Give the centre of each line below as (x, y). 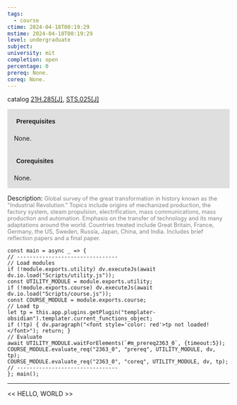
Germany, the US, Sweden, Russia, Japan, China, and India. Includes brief (105, 232)
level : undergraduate (39, 40)
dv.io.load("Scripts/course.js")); (60, 294)
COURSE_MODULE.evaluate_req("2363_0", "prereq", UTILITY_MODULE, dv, (112, 349)
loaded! (199, 325)
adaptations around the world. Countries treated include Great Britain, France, (111, 225)
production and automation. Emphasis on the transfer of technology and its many (115, 219)
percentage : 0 (28, 66)
